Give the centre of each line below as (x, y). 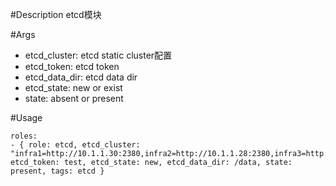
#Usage (26, 117)
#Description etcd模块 (56, 14)
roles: (24, 136)
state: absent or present (74, 98)
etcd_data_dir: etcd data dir (81, 77)
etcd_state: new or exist (73, 87)
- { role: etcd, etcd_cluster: (75, 145)
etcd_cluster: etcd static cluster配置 (98, 55)
